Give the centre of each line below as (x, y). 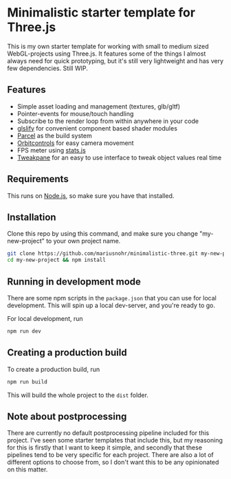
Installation (32, 217)
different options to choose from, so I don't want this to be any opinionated (113, 463)
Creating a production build (67, 353)
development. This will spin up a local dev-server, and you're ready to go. (111, 305)
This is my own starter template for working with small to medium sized (108, 46)
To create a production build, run (54, 369)
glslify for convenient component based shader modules (97, 128)
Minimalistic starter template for (101, 13)
